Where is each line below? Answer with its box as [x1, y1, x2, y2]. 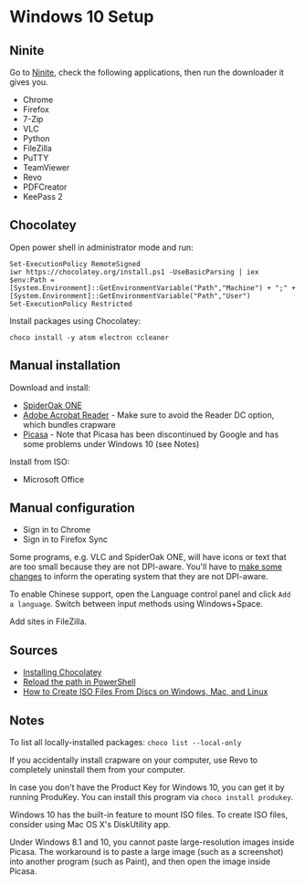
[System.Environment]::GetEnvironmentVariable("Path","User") [9, 291, 251, 300]
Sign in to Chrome [22, 525, 91, 536]
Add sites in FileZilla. [9, 616, 88, 627]
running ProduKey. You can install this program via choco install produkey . [9, 792, 294, 803]
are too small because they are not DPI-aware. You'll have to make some [9, 561, 283, 572]
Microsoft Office [22, 473, 85, 484]
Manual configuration [9, 500, 135, 516]
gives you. [9, 77, 48, 88]
